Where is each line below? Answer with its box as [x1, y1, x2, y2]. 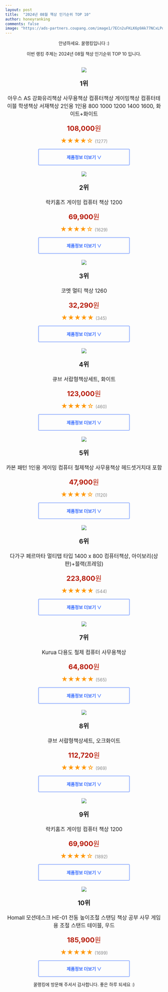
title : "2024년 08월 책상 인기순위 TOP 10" [5, 12, 91, 17]
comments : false [5, 21, 39, 26]
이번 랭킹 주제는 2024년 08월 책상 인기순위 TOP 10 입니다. [26, 51, 141, 57]
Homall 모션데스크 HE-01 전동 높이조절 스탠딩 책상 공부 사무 [7, 914, 150, 921]
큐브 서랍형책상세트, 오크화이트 [47, 737, 121, 744]
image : [5, 26, 19, 31]
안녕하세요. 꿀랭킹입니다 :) [58, 40, 110, 46]
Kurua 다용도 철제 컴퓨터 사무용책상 [41, 649, 126, 656]
